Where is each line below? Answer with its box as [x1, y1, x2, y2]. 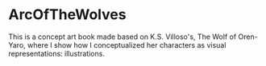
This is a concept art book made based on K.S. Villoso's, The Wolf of [8, 32, 237, 41]
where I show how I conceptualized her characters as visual [27, 40, 227, 49]
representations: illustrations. [8, 49, 105, 58]
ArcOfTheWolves [8, 6, 127, 24]
